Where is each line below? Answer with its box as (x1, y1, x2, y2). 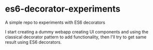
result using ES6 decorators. (5, 39, 62, 45)
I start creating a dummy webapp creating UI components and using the (5, 29, 149, 34)
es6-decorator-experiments (5, 3, 121, 15)
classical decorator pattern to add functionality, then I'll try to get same (5, 34, 147, 40)
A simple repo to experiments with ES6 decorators (5, 19, 106, 25)
